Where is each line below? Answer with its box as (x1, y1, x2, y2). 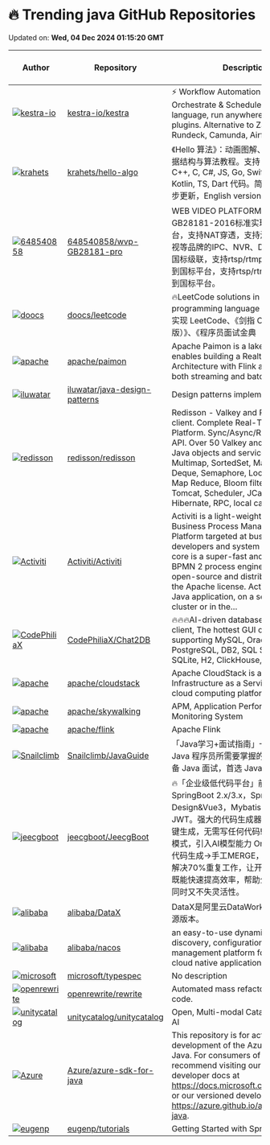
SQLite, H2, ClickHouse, (171, 654, 263, 665)
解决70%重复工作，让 (171, 862, 255, 873)
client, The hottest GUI (171, 624, 256, 635)
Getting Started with (171, 1122, 247, 1134)
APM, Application (171, 700, 237, 711)
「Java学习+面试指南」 (171, 738, 260, 749)
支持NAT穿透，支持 (187, 229, 260, 241)
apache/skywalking (67, 706, 141, 717)
